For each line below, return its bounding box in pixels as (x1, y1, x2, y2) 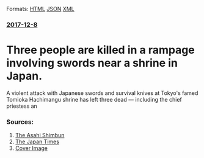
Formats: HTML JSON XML (6, 6, 75, 12)
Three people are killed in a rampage (6, 43, 195, 57)
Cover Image (15, 145, 48, 152)
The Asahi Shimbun (15, 132, 65, 139)
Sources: (6, 118, 34, 126)
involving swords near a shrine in (6, 56, 178, 70)
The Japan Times (15, 138, 60, 146)
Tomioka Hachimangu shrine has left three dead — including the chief (6, 96, 182, 103)
